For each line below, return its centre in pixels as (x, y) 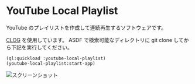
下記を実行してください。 (42, 47)
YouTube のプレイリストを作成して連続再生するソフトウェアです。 (86, 27)
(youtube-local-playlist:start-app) (51, 63)
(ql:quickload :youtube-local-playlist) (56, 58)
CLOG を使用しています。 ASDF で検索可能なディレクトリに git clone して (95, 40)
